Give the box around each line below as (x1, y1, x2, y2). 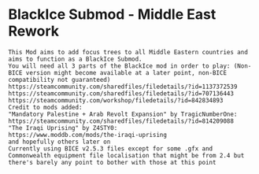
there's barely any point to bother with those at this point (8, 158, 216, 166)
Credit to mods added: (8, 103, 83, 111)
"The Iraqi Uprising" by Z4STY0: (8, 124, 118, 131)
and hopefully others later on (8, 138, 111, 146)
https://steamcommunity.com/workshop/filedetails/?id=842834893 (8, 96, 224, 104)
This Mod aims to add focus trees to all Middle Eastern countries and (8, 48, 248, 56)
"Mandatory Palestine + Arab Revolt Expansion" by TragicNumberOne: (8, 110, 238, 118)
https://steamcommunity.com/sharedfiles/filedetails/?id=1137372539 (8, 83, 238, 91)
